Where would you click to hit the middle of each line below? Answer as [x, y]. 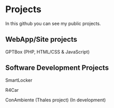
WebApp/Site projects [41, 39]
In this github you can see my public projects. [53, 23]
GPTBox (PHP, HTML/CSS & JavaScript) [48, 51]
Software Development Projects [57, 68]
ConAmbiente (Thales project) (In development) [56, 100]
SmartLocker [19, 80]
